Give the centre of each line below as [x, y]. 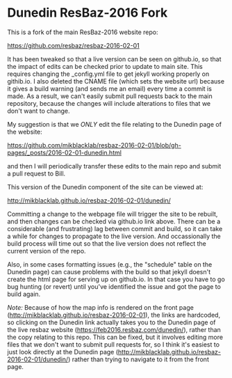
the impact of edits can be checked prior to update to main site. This [105, 66]
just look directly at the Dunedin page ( [63, 352]
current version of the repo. [47, 251]
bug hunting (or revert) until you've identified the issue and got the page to [114, 286]
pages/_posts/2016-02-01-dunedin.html [64, 152]
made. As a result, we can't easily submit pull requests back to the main [110, 96]
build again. [24, 294]
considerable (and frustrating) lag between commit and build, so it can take [115, 228]
